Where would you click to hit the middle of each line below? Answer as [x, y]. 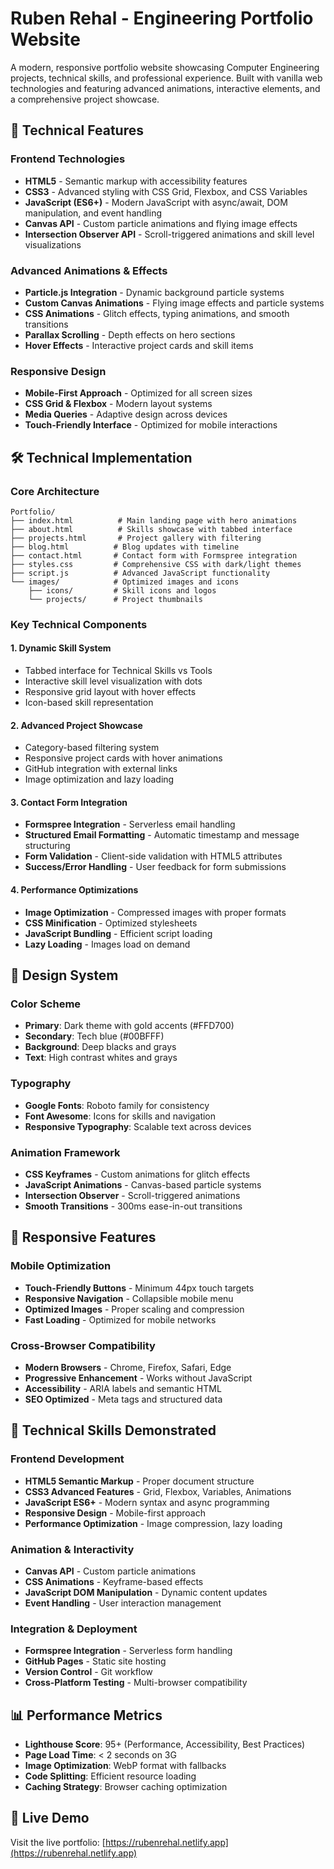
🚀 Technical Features [77, 130]
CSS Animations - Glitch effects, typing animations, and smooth [157, 313]
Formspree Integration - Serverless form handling [128, 1651]
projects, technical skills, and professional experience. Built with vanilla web [166, 78]
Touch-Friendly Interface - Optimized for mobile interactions [151, 425]
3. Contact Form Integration [69, 802]
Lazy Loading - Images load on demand [107, 944]
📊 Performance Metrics [86, 1715]
